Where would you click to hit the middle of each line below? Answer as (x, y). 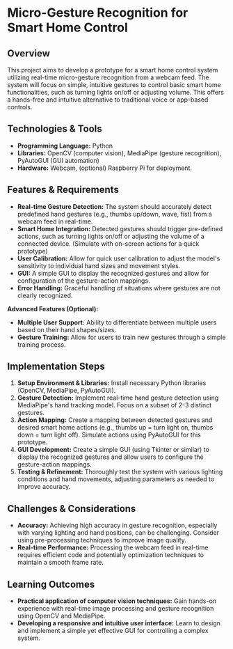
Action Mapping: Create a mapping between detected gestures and (115, 420)
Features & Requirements (63, 190)
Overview (29, 53)
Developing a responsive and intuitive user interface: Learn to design (119, 623)
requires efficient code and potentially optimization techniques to (110, 555)
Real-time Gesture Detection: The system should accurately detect (114, 206)
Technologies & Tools (55, 129)
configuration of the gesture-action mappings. (84, 281)
